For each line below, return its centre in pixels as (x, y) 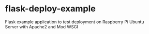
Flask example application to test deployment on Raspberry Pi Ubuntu (74, 22)
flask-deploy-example (50, 9)
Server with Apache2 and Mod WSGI (42, 26)
